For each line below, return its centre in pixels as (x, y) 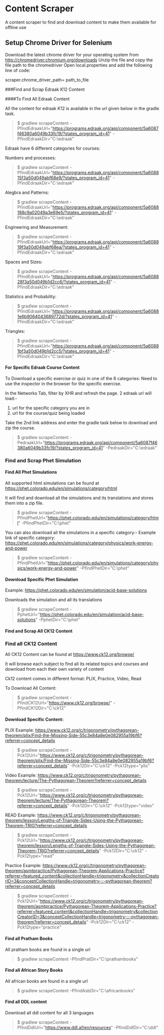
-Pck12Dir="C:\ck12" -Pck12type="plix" (110, 766)
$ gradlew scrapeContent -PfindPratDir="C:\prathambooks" (78, 959)
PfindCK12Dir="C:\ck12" (41, 708)
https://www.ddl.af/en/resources (78, 1027)
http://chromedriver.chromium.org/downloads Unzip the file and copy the (79, 60)
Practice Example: (23, 866)
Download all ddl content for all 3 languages (49, 1012)
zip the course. (20, 428)
